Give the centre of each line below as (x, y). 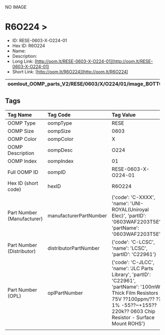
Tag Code (59, 115)
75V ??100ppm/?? (133, 299)
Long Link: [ (24, 61)
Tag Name (20, 115)
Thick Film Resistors (135, 293)
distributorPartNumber (73, 248)
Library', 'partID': (131, 274)
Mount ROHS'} (128, 323)
